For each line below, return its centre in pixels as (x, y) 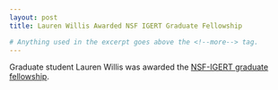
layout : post (34, 17)
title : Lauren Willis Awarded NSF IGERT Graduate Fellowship (126, 26)
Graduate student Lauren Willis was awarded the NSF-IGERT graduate (139, 67)
